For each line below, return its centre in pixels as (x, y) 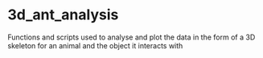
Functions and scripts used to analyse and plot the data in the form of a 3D (131, 37)
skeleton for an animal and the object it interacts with (95, 45)
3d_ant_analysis (63, 15)
